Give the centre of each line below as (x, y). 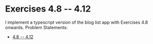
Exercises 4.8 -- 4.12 (48, 9)
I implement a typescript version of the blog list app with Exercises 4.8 (76, 22)
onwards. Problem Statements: (37, 27)
